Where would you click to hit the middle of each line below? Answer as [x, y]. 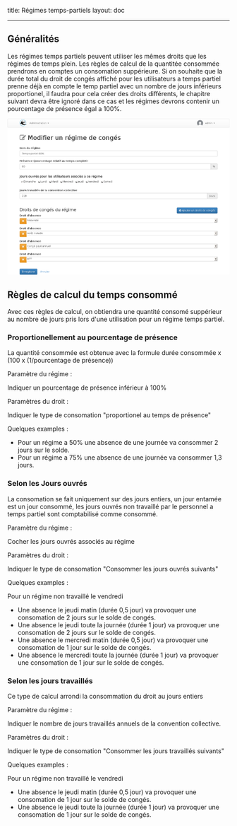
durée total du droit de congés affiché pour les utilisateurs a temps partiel [114, 78]
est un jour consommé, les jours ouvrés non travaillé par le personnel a [110, 506]
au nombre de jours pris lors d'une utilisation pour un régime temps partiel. [116, 319]
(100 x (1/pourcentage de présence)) [61, 361]
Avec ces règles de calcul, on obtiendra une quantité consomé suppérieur [115, 312]
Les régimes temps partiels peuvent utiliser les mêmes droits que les [107, 56]
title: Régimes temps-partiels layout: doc [66, 10]
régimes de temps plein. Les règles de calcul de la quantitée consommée [114, 64]
